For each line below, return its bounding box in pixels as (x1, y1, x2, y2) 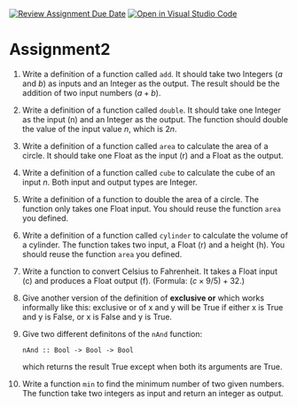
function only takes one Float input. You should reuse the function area (21, 203, 281, 214)
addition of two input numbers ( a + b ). (21, 87, 161, 98)
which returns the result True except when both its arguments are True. (21, 361, 283, 372)
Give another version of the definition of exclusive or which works (21, 293, 264, 303)
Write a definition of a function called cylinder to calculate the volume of (21, 230, 288, 240)
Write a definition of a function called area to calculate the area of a (21, 140, 269, 151)
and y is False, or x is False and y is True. (21, 311, 173, 322)
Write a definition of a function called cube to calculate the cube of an (21, 167, 276, 177)
